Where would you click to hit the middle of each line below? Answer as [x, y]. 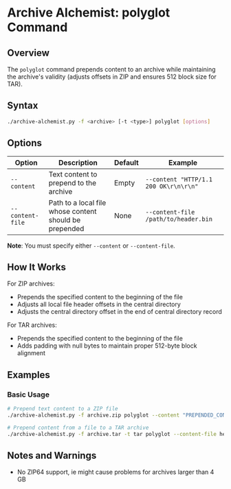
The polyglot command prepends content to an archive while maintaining [111, 69]
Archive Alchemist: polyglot [89, 13]
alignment [31, 353]
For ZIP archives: [31, 283]
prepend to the [72, 183]
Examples [29, 375]
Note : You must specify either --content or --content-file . [91, 246]
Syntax [23, 106]
